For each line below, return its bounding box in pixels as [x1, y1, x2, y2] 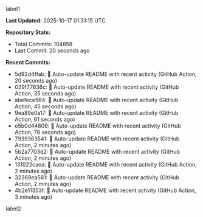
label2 [5, 205, 21, 212]
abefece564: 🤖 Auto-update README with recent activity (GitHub [14, 97, 179, 103]
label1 [5, 5, 21, 12]
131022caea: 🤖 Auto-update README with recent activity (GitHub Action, [14, 161, 197, 168]
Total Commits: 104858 [14, 41, 73, 47]
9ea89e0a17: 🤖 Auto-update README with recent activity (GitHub [14, 109, 179, 116]
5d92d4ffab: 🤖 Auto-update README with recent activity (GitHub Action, [14, 71, 197, 78]
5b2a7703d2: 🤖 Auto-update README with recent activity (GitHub [14, 148, 181, 155]
